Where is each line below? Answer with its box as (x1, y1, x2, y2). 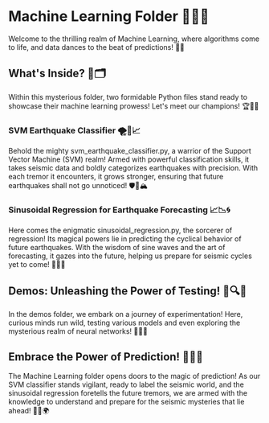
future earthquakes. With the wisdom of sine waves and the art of (8, 243, 226, 253)
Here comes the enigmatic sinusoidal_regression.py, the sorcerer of (8, 225, 233, 236)
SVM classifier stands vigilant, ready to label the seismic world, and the (8, 380, 245, 389)
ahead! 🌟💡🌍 (8, 405, 50, 415)
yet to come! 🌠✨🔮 (8, 260, 66, 269)
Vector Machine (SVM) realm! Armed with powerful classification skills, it (8, 154, 250, 164)
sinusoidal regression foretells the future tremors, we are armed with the (8, 388, 247, 397)
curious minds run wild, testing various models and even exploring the (8, 318, 241, 328)
